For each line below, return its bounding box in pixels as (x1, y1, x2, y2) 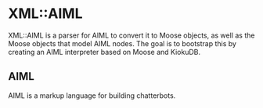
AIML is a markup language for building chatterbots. (8, 91, 176, 100)
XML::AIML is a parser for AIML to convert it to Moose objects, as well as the (8, 31, 255, 40)
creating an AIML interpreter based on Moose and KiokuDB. (8, 47, 201, 56)
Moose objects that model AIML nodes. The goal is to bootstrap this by (8, 38, 237, 48)
